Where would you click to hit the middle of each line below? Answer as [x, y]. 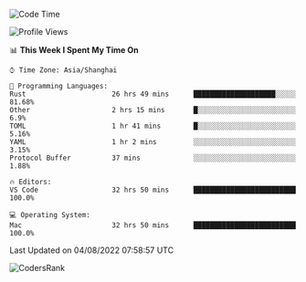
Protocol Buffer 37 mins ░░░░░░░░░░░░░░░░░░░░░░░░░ [153, 158]
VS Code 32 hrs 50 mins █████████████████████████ [153, 190]
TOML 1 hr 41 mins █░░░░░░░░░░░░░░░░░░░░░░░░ [153, 126]
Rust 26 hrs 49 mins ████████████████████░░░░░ [153, 94]
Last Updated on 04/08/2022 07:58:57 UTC [92, 250]
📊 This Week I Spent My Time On [74, 50]
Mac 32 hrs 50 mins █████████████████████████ [153, 225]
